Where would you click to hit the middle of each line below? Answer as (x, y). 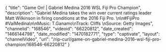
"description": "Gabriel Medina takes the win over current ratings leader (79, 13)
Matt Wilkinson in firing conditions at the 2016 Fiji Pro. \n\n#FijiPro (72, 18)
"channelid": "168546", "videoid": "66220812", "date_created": (69, 29)
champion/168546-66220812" (36, 44)
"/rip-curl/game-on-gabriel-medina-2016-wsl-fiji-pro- (106, 39)
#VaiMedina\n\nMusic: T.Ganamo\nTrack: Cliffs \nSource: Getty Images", (79, 23)
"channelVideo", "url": (28, 39)
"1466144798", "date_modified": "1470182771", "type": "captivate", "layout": (83, 34)
